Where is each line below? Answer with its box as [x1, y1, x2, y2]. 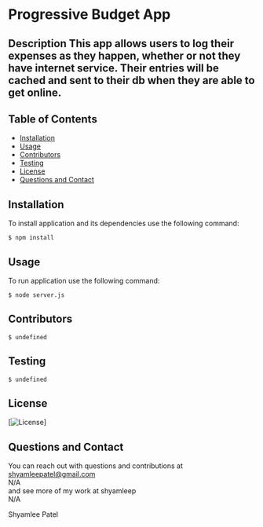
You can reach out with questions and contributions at [8, 461, 183, 470]
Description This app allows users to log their [8, 37, 234, 50]
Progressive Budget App [8, 5, 171, 24]
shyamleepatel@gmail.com [8, 470, 96, 479]
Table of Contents [8, 112, 98, 126]
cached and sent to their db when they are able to [8, 73, 255, 87]
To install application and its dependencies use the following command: [8, 218, 239, 229]
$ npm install [8, 234, 55, 242]
